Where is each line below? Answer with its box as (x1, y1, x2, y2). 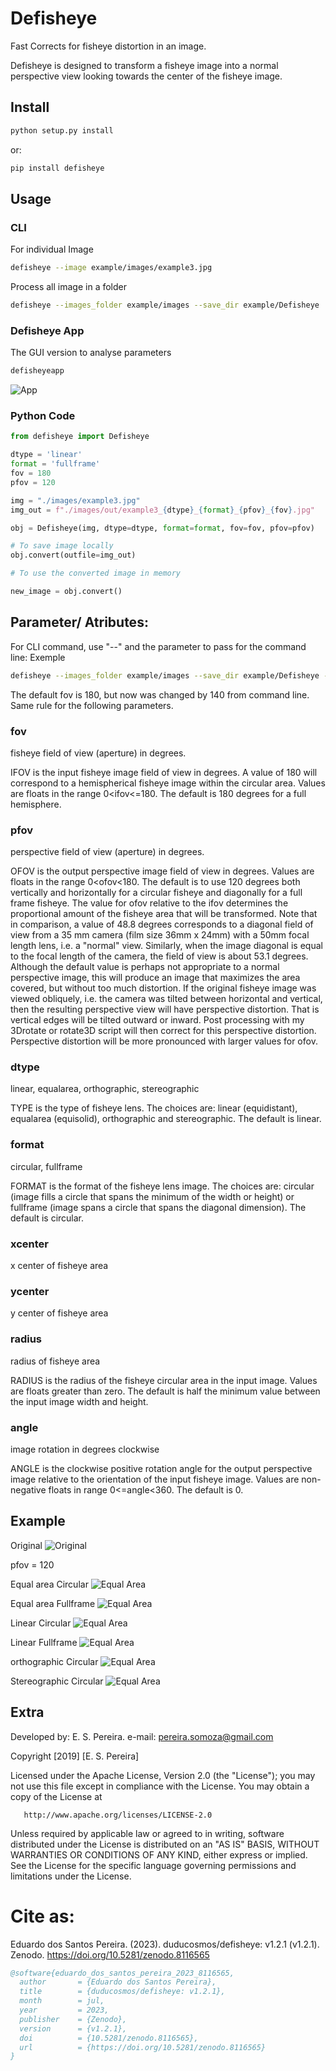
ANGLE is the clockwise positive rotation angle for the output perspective (10, 1462, 313, 1474)
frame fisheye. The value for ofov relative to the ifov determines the (10, 897, 289, 909)
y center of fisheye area (10, 1307, 109, 1319)
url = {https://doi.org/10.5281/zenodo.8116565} (19, 2042, 267, 2052)
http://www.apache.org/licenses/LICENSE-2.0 (23, 1810, 213, 1820)
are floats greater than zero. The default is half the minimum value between (10, 1385, 321, 1397)
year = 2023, (19, 2005, 110, 2016)
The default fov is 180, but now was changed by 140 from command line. (10, 688, 310, 701)
